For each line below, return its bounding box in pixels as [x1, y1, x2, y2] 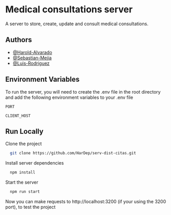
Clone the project [5, 140, 42, 147]
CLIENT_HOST [5, 113, 31, 118]
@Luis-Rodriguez [12, 60, 50, 66]
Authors [5, 35, 32, 44]
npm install [10, 170, 36, 175]
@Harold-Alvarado [12, 49, 52, 55]
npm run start [10, 189, 40, 194]
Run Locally [5, 127, 44, 136]
